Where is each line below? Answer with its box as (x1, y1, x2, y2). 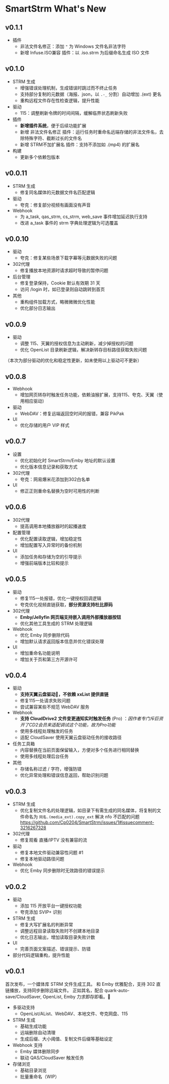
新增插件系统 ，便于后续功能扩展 (20, 122, 87, 128)
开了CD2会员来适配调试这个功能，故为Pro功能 (20, 722, 116, 728)
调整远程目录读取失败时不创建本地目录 (20, 927, 100, 934)
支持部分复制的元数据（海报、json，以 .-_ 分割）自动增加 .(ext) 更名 (20, 91, 162, 97)
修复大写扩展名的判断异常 (20, 921, 73, 927)
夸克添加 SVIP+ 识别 (20, 909, 62, 915)
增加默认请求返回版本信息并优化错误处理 (20, 638, 104, 644)
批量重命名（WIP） (20, 1073, 60, 1079)
